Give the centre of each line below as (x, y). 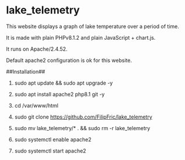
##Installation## (26, 71)
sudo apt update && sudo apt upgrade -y (64, 83)
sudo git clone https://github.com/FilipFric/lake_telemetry (83, 117)
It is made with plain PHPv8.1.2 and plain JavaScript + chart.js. (81, 37)
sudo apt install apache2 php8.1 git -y (60, 94)
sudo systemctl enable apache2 (53, 139)
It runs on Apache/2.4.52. (37, 49)
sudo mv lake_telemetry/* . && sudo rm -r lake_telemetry (82, 128)
